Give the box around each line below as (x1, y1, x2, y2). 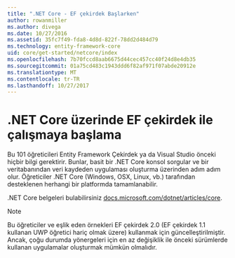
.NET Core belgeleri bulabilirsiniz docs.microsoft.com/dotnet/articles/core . (7, 193, 222, 202)
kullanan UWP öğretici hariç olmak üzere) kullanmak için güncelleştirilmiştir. (7, 229, 226, 237)
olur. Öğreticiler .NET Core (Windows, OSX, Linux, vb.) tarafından (7, 172, 196, 181)
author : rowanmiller (7, 17, 68, 24)
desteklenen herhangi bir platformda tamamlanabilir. (7, 180, 158, 189)
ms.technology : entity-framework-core (7, 43, 121, 50)
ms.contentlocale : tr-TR (7, 75, 80, 83)
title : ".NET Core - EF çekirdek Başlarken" (7, 10, 140, 18)
